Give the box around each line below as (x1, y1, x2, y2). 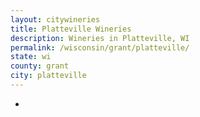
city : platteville (10, 71, 87, 81)
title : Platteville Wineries (10, 24, 132, 34)
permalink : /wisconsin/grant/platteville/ (10, 42, 190, 53)
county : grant (10, 61, 70, 71)
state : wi (10, 52, 52, 62)
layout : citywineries (10, 14, 101, 25)
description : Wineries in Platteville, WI (10, 33, 190, 43)
